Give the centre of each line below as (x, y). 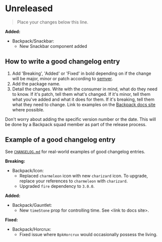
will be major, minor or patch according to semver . (62, 78)
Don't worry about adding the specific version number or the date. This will (81, 119)
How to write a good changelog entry (63, 62)
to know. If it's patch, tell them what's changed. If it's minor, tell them (81, 94)
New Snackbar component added (53, 46)
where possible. (28, 110)
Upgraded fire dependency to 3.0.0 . (57, 186)
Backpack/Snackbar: (33, 41)
